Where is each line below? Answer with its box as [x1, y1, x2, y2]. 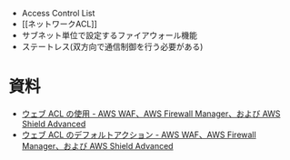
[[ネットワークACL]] [21, 18, 97, 29]
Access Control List [21, 8, 95, 18]
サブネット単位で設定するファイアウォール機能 [21, 30, 197, 40]
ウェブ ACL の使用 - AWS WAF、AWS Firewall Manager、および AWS [21, 108, 281, 119]
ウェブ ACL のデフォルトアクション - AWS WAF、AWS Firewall [21, 129, 256, 140]
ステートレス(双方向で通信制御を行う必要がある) [21, 41, 204, 52]
